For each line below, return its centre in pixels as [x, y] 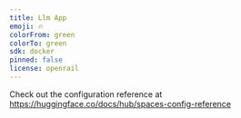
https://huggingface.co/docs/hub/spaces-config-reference [120, 103]
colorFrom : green [42, 34]
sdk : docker [32, 52]
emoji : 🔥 [26, 26]
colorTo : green [38, 43]
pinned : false [36, 60]
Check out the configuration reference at [86, 94]
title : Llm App [38, 18]
